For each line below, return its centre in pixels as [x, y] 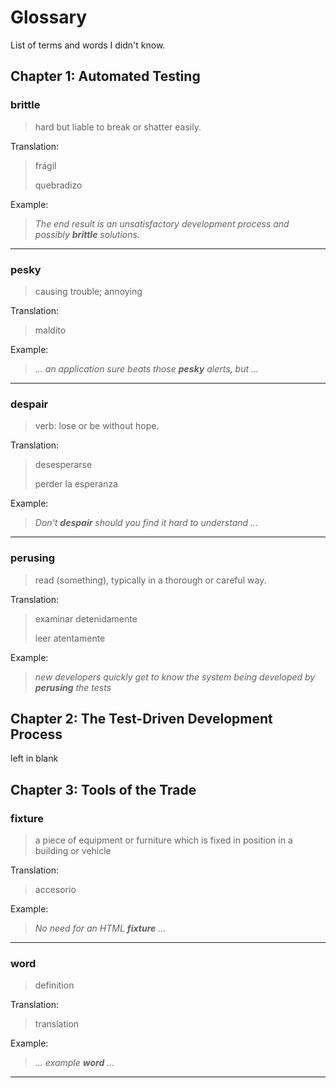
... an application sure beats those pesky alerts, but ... [147, 368]
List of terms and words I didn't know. [88, 45]
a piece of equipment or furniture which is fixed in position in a [163, 840]
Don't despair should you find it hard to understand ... [146, 523]
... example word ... [74, 1063]
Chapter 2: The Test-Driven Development [141, 718]
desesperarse [63, 465]
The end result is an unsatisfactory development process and [162, 223]
